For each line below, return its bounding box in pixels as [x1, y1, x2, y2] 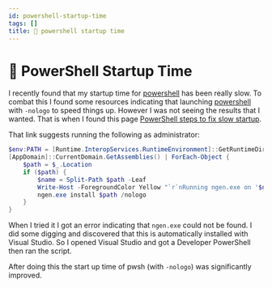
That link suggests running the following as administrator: [8, 130, 200, 140]
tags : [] [8, 19, 38, 28]
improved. [8, 270, 42, 280]
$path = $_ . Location [23, 161, 92, 169]
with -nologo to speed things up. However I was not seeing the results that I [8, 106, 261, 116]
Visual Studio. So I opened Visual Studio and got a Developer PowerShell [8, 238, 251, 248]
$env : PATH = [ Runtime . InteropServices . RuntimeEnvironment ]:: [8, 146, 219, 154]
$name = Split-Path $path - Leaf [37, 176, 147, 184]
